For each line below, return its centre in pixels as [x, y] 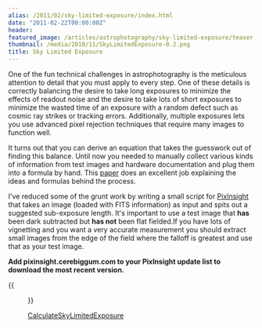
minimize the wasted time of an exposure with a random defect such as [123, 108]
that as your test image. [46, 246]
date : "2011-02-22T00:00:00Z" [57, 23]
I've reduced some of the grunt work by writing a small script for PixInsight [128, 196]
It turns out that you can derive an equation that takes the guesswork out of [130, 148]
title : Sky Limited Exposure [56, 52]
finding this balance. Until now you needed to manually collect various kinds [131, 156]
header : [21, 30]
